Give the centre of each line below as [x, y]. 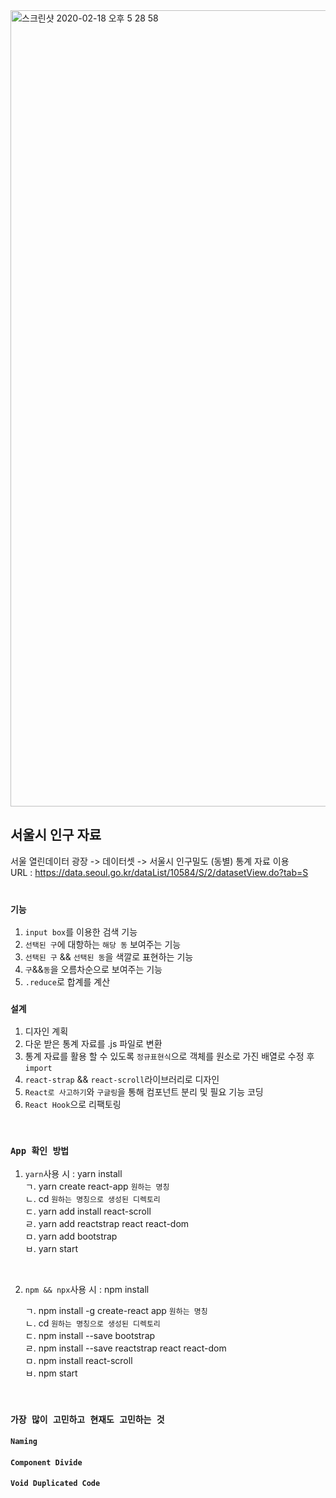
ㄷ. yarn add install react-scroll [88, 1211]
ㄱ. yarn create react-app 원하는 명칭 [97, 1186]
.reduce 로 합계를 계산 [67, 982]
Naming [24, 1442]
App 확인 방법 [40, 1151]
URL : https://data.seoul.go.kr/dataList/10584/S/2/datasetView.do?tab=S [159, 872]
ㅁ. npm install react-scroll [78, 1360]
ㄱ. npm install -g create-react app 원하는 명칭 [116, 1310]
